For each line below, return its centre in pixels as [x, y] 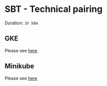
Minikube [20, 66]
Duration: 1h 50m [21, 23]
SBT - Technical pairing [53, 9]
